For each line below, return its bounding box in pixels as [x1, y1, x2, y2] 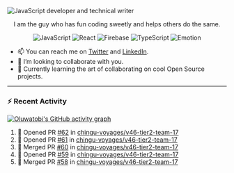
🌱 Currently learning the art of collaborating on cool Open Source [17, 65, 205, 73]
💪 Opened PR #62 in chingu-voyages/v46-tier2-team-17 [17, 129, 179, 137]
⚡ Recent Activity [7, 96, 68, 106]
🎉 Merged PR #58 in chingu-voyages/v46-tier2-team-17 [17, 158, 178, 166]
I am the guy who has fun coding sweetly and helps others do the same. [13, 20, 221, 28]
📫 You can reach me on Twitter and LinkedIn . [17, 47, 149, 56]
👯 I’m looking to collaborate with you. [17, 58, 124, 65]
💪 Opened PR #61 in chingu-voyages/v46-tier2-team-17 [17, 135, 178, 144]
